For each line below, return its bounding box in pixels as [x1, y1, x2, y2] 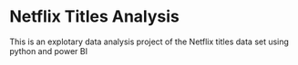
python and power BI [9, 45, 88, 56]
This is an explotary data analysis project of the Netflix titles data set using [9, 36, 290, 47]
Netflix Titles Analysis [9, 6, 180, 27]
